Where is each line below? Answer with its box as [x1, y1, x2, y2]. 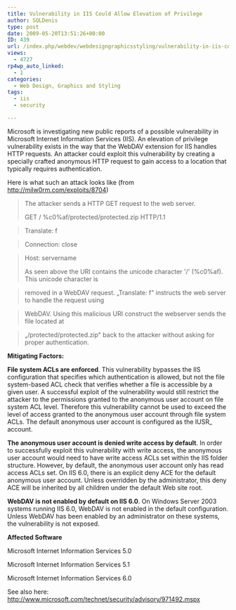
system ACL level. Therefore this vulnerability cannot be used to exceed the [7, 402, 227, 411]
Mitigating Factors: [7, 351, 65, 360]
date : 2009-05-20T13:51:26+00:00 [7, 30, 105, 37]
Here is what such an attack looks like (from [7, 178, 135, 186]
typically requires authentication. [7, 164, 103, 173]
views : [7, 50, 27, 57]
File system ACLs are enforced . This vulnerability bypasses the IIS [7, 365, 202, 373]
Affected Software [7, 533, 63, 541]
